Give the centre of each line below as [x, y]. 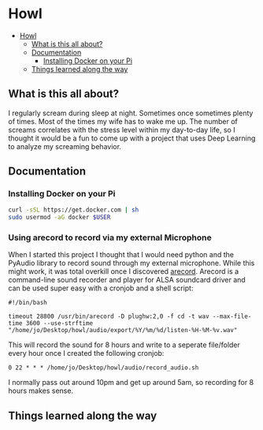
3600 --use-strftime [59, 323]
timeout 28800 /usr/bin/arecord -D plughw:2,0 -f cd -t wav [109, 316]
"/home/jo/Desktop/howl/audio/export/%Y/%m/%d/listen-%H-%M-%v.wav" [123, 331]
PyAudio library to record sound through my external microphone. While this [131, 263]
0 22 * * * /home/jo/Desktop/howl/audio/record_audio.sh [104, 368]
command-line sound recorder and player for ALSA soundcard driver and [127, 280]
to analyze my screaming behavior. [65, 146]
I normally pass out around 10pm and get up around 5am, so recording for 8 [131, 383]
